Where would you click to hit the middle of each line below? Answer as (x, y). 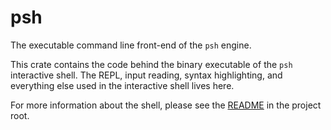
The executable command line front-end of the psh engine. (131, 45)
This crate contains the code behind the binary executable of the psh (151, 64)
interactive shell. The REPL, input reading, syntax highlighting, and (146, 75)
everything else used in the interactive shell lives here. (122, 85)
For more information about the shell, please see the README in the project (166, 105)
